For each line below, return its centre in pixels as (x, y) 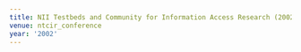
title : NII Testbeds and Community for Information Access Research (140, 17)
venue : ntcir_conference (56, 26)
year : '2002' (34, 33)
